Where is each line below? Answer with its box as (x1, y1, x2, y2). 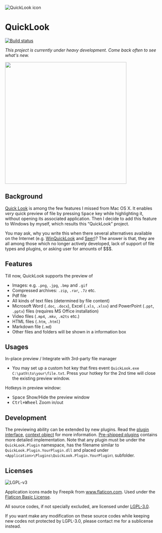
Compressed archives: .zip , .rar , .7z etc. (12, 287, 96, 293)
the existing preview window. (12, 375, 70, 382)
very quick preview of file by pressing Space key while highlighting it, (5, 210, 144, 216)
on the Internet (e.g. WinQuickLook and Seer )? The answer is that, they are (5, 235, 155, 241)
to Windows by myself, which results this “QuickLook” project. (5, 221, 130, 226)
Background (5, 192, 43, 201)
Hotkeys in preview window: (5, 385, 62, 391)
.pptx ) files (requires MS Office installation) (12, 308, 99, 314)
